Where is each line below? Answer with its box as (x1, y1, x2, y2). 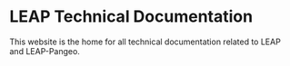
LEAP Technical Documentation (9, 6, 253, 27)
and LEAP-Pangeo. (9, 45, 80, 56)
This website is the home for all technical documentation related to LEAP (9, 36, 282, 47)
